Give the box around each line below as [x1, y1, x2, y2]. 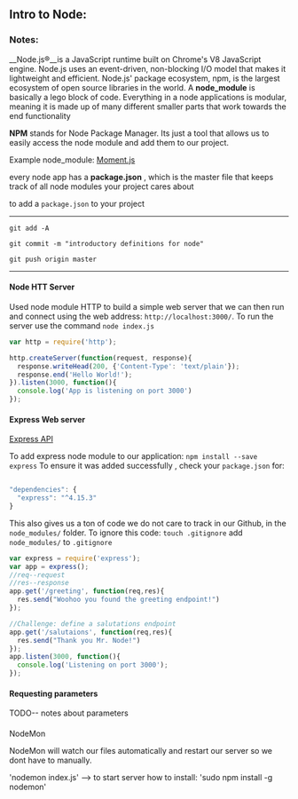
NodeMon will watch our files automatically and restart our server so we [9, 745, 273, 755]
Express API [9, 434, 53, 445]
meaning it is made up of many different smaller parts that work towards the [9, 101, 286, 112]
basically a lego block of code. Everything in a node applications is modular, [9, 91, 287, 102]
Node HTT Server [9, 281, 75, 292]
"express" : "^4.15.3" [17, 494, 98, 502]
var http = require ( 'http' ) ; [9, 337, 117, 346]
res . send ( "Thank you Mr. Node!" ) [17, 636, 141, 645]
